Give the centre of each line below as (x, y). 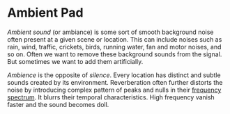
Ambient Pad (45, 13)
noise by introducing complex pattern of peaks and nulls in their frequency (114, 90)
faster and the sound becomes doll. (58, 104)
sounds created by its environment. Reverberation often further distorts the (115, 82)
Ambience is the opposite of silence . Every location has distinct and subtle (114, 75)
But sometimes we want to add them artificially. (75, 61)
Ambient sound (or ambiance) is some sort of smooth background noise (110, 32)
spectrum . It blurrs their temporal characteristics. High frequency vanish (111, 97)
